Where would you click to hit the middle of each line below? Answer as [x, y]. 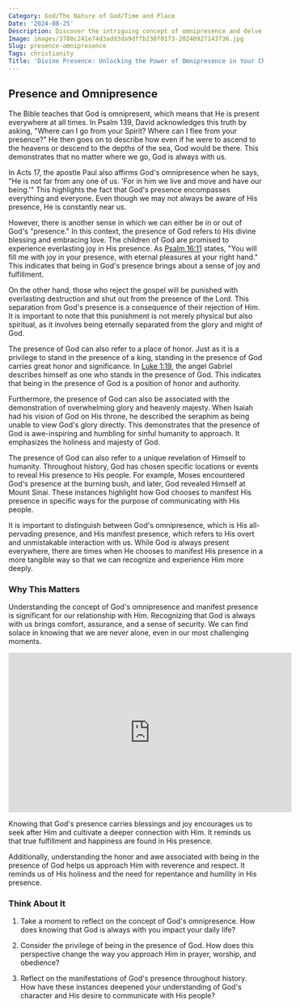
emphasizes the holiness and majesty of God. [84, 442]
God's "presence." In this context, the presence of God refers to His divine [132, 231]
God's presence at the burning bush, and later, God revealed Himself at [127, 483]
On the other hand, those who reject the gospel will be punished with [123, 290]
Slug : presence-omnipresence [57, 46]
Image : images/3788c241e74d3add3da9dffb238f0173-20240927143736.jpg [126, 39]
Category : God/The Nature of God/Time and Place [92, 16]
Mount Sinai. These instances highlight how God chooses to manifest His [130, 492]
